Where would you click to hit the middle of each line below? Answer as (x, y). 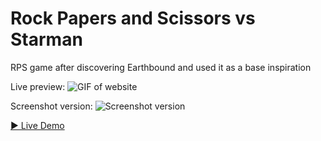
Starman (46, 39)
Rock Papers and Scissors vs (133, 18)
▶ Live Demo (37, 125)
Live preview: (38, 86)
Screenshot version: (51, 106)
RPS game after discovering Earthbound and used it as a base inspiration (161, 67)
